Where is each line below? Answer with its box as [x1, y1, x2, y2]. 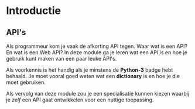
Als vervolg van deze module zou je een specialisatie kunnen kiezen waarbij [6, 90, 190, 97]
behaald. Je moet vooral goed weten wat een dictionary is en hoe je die [6, 73, 180, 79]
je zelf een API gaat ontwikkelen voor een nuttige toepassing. [6, 96, 154, 103]
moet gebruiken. [6, 79, 46, 86]
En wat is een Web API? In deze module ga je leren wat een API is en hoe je [6, 49, 187, 56]
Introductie [6, 4, 61, 17]
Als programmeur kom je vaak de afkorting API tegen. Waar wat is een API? [6, 43, 188, 50]
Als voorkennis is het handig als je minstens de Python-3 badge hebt [6, 66, 173, 73]
